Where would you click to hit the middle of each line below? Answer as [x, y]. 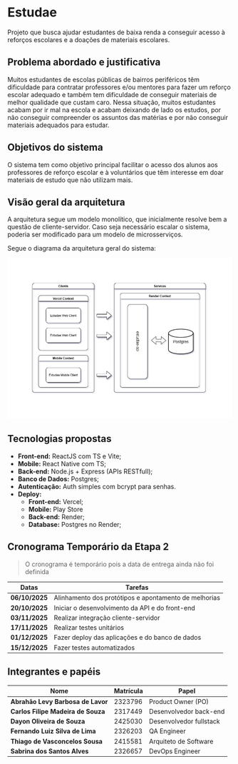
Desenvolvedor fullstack [185, 721]
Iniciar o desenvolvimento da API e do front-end [125, 608]
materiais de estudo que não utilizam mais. [70, 180]
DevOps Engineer [175, 751]
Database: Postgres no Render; [75, 524]
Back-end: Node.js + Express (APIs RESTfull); [85, 471]
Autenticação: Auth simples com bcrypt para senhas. [97, 486]
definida [37, 571]
